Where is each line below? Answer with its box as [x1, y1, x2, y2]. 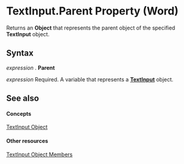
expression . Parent [6, 64, 56, 71]
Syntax [6, 48, 34, 58]
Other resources [6, 137, 48, 144]
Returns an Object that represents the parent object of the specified [6, 24, 176, 31]
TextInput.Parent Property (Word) [6, 4, 179, 18]
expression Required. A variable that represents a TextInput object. [6, 75, 174, 83]
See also [6, 93, 39, 104]
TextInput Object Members [6, 151, 73, 158]
